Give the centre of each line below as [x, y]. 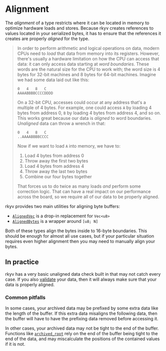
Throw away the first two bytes [56, 161]
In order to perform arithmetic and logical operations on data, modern [88, 48]
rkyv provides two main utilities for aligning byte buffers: [63, 206]
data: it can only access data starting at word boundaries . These [83, 64]
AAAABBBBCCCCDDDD [35, 93]
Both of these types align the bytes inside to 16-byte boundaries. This [76, 231]
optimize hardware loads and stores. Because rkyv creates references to [79, 28]
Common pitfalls [26, 297]
